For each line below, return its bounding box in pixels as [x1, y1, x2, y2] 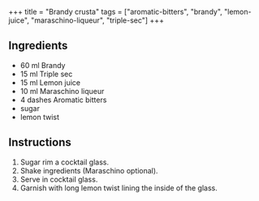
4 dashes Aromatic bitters [19, 95, 107, 105]
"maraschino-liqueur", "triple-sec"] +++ [31, 15, 165, 25]
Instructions [8, 135, 71, 149]
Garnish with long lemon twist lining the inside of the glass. [19, 182, 218, 193]
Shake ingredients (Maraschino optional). [19, 165, 158, 175]
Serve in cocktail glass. [19, 174, 98, 184]
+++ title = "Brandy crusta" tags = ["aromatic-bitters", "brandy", [8, 7, 223, 16]
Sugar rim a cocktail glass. [19, 157, 110, 167]
